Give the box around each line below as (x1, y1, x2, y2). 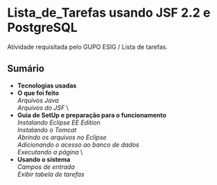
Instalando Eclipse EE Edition (17, 118, 101, 127)
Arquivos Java (17, 96, 59, 104)
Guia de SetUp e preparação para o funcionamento (17, 111, 166, 119)
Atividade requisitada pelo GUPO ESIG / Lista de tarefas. (7, 42, 168, 51)
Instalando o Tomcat (17, 125, 77, 134)
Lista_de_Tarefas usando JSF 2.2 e (7, 5, 211, 21)
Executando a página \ (17, 147, 83, 156)
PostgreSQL (7, 19, 78, 35)
